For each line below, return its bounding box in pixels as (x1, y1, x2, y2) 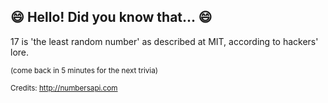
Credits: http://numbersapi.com (10, 83, 118, 93)
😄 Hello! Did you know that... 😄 (10, 9, 213, 26)
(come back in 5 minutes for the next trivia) (10, 65, 158, 75)
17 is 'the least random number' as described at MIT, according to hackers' (10, 35, 319, 47)
